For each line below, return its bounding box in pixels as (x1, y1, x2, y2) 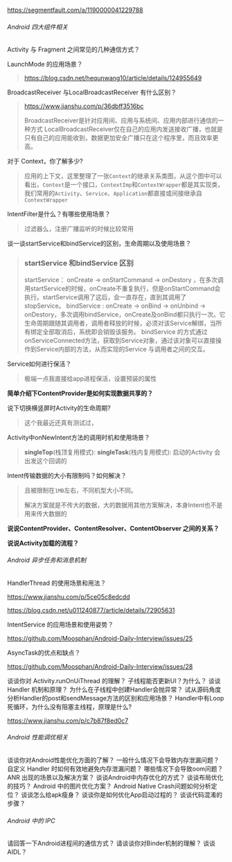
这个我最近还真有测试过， (24, 419, 98, 427)
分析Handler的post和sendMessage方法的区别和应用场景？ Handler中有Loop (7, 694, 224, 702)
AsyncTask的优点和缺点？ (7, 648, 81, 657)
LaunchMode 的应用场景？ (7, 60, 83, 69)
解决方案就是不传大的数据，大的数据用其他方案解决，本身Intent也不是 (24, 500, 223, 509)
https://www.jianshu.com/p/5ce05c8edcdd (7, 592, 130, 601)
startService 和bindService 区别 (24, 258, 134, 268)
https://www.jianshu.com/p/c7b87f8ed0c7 (7, 716, 129, 725)
